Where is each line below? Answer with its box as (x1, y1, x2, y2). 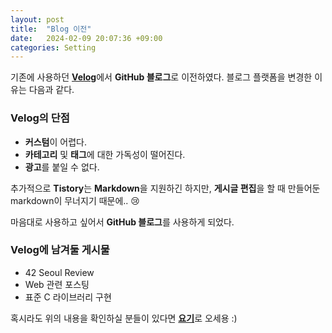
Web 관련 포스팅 (24, 278, 90, 290)
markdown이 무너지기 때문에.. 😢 (10, 194, 140, 206)
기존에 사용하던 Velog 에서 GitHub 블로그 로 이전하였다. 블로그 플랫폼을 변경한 (10, 71, 313, 83)
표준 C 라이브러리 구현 (24, 291, 112, 303)
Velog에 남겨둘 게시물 (10, 243, 110, 257)
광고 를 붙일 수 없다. (24, 161, 100, 173)
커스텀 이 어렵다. (24, 136, 87, 148)
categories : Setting (10, 42, 97, 53)
